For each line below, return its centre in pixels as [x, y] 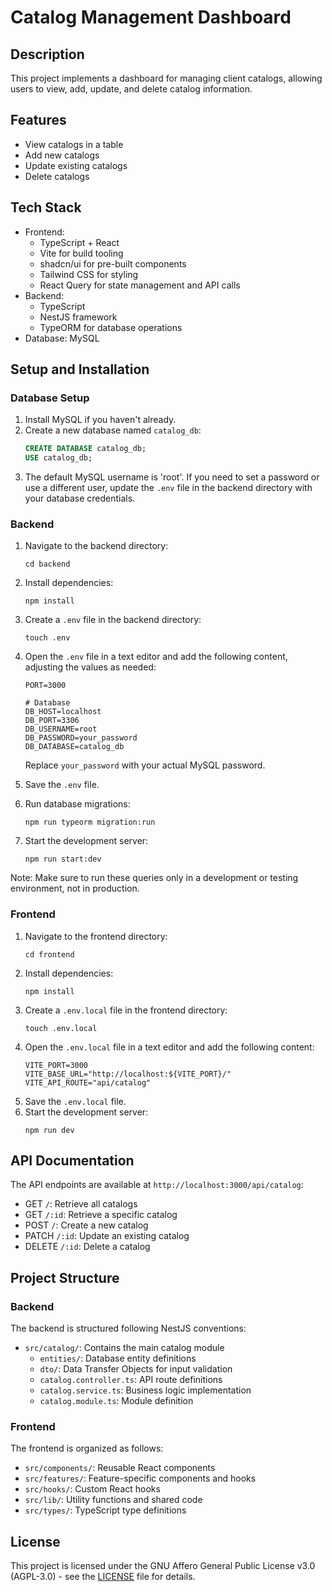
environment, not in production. [75, 888]
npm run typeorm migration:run [90, 822]
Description [47, 54]
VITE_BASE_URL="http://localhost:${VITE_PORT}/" [128, 1074]
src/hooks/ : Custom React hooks [92, 1489]
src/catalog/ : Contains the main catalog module [124, 1348]
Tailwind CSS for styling [89, 274]
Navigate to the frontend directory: [96, 936]
